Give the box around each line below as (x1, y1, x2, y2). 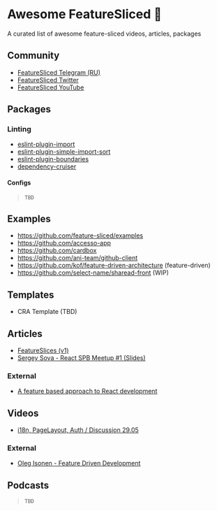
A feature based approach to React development (17, 387, 158, 396)
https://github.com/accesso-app (17, 239, 112, 247)
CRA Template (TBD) (17, 308, 77, 316)
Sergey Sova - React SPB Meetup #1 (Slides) (17, 354, 146, 362)
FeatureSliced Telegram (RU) (17, 68, 101, 76)
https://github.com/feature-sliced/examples (17, 231, 144, 240)
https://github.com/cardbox (17, 246, 97, 254)
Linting (7, 124, 31, 134)
